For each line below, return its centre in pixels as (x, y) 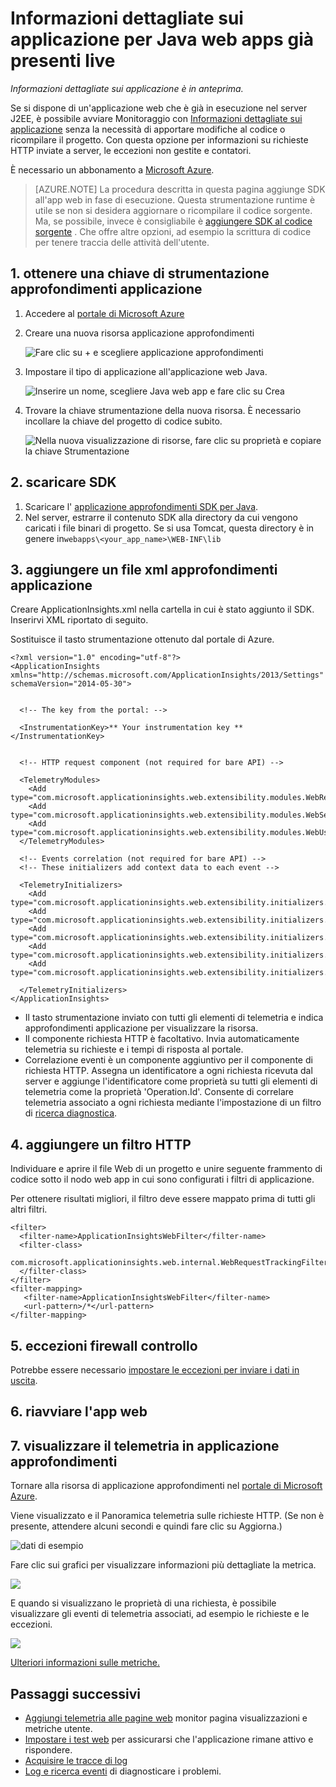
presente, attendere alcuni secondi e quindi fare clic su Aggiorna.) (146, 1526)
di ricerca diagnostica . (71, 1113)
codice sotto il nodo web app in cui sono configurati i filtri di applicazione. (162, 1179)
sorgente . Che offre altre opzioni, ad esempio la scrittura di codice (173, 231)
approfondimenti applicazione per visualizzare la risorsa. (141, 1028)
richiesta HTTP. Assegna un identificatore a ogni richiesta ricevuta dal (168, 1071)
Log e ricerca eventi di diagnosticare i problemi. (123, 1771)
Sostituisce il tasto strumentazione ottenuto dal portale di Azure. (142, 639)
